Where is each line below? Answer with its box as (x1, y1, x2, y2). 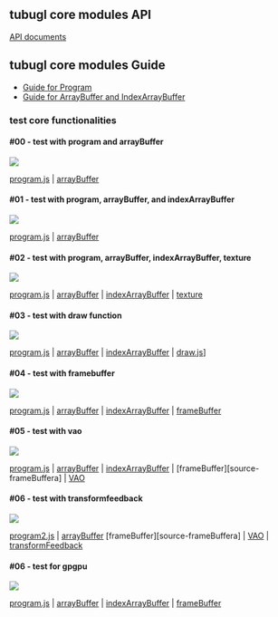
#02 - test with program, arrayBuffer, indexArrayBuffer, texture (9, 252, 252, 263)
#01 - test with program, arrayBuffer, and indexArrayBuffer (9, 194, 235, 205)
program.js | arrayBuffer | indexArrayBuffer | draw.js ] (9, 347, 206, 358)
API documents (9, 31, 67, 42)
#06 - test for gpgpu (9, 561, 88, 572)
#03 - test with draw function (9, 310, 122, 321)
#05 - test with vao (9, 426, 82, 437)
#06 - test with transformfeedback (9, 493, 143, 504)
